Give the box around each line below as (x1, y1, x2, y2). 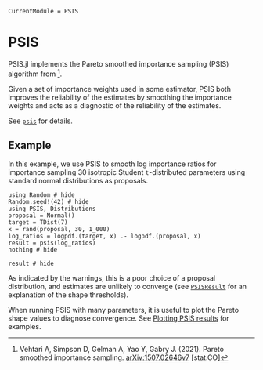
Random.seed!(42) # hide (8, 198, 89, 206)
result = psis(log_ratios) (8, 239, 96, 247)
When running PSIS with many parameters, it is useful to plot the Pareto (8, 306, 240, 315)
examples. (8, 322, 41, 332)
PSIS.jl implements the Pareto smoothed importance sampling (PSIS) (8, 59, 229, 68)
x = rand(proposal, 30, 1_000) (8, 226, 110, 234)
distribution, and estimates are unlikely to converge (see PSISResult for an (8, 282, 247, 292)
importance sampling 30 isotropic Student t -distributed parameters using (8, 168, 246, 177)
